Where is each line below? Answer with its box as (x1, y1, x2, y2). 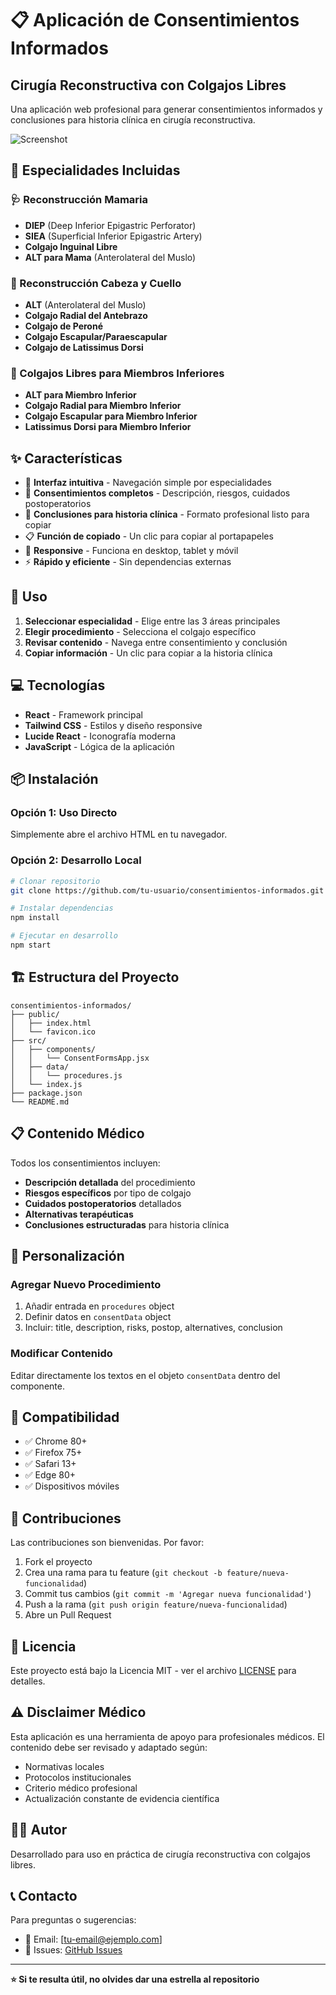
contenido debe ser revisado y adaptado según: (10, 1741, 208, 1753)
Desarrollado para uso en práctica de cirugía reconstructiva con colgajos (10, 1848, 311, 1860)
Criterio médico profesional (24, 1782, 138, 1794)
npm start (10, 940, 52, 951)
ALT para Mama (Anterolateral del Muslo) (24, 251, 197, 263)
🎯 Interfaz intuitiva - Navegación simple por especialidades (24, 477, 272, 489)
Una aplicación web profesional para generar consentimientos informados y (10, 103, 323, 115)
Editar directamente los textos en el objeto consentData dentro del (10, 1369, 281, 1381)
